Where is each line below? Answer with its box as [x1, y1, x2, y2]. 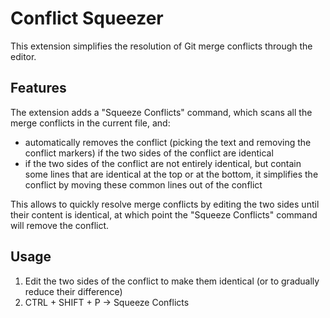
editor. [10, 50, 37, 62]
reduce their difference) [24, 285, 123, 297]
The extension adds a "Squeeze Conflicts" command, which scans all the [10, 106, 313, 118]
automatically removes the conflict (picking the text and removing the [24, 136, 312, 148]
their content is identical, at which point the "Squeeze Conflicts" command [10, 208, 318, 221]
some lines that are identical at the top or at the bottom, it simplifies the [24, 168, 319, 180]
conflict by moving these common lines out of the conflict [24, 178, 263, 191]
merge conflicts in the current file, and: [10, 117, 171, 129]
